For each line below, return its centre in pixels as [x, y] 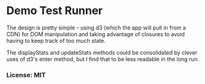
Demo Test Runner [55, 11]
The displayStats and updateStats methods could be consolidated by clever [102, 52]
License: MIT [26, 75]
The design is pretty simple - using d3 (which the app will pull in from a [96, 28]
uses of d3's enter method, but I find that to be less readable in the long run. [103, 59]
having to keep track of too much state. [56, 40]
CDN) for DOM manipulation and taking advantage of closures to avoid [96, 34]
